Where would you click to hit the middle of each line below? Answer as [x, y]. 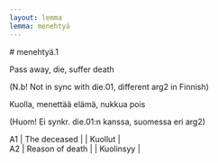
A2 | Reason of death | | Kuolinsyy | [75, 149]
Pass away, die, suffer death [62, 69]
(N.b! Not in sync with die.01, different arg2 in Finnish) [109, 86]
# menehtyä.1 [34, 51]
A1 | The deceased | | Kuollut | [65, 139]
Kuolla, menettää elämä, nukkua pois [77, 104]
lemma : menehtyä [40, 26]
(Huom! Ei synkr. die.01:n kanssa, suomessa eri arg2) [107, 122]
